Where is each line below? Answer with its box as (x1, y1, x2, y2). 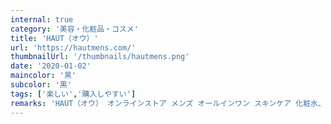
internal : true (10, 14, 74, 25)
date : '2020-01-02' (10, 61, 92, 71)
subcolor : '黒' (10, 80, 72, 90)
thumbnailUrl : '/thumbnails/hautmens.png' (10, 52, 190, 62)
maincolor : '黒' (10, 71, 77, 81)
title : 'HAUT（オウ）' (10, 33, 99, 43)
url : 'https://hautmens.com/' (10, 42, 137, 53)
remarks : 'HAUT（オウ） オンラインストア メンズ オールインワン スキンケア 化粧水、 (10, 98, 326, 108)
